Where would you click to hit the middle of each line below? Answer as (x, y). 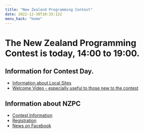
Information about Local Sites (42, 83)
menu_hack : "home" (24, 19)
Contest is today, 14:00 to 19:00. (72, 53)
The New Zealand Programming (71, 43)
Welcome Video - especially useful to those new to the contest (75, 88)
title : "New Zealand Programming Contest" (49, 10)
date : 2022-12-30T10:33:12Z (34, 14)
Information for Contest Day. (50, 71)
